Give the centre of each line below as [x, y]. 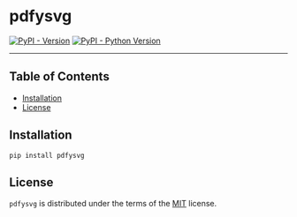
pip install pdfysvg [47, 155]
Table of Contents [60, 77]
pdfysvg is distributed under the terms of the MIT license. [113, 204]
